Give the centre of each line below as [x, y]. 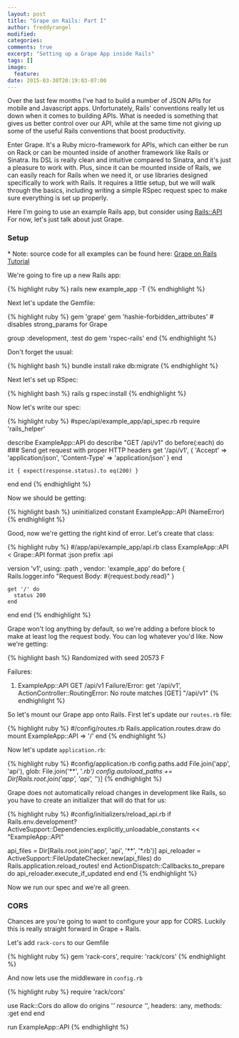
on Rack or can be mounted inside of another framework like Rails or [108, 153]
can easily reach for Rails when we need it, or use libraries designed [108, 175]
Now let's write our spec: [44, 407]
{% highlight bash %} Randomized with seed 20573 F [86, 657]
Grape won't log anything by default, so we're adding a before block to [111, 629]
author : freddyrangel [40, 27]
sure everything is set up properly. [58, 198]
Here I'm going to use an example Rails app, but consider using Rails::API [115, 212]
